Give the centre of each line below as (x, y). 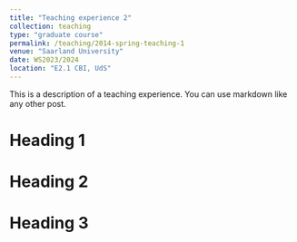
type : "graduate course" (56, 34)
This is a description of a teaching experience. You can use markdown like (148, 94)
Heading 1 (48, 140)
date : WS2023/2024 (44, 60)
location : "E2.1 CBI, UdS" (60, 69)
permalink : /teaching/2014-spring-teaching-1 (97, 43)
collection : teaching (50, 26)
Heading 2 (49, 182)
